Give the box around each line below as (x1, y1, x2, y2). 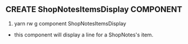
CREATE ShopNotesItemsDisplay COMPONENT (5, 5, 183, 14)
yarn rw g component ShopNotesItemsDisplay (14, 20, 127, 27)
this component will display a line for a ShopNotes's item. (14, 31, 154, 38)
